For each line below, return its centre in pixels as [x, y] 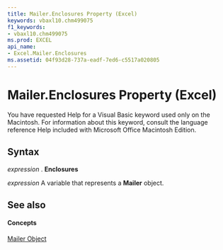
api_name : [22, 47]
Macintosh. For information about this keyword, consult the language [108, 122]
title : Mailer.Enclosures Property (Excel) [73, 14]
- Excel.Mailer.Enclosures [47, 54]
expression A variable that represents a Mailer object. [86, 183]
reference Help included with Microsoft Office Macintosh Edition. [102, 130]
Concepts [22, 223]
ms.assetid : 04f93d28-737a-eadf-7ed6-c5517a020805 [84, 60]
